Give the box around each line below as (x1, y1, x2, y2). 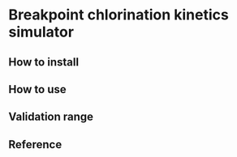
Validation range (8, 110, 94, 124)
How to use (8, 83, 67, 96)
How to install (8, 55, 80, 69)
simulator (8, 23, 75, 41)
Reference (8, 138, 62, 151)
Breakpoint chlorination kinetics (8, 6, 229, 24)
